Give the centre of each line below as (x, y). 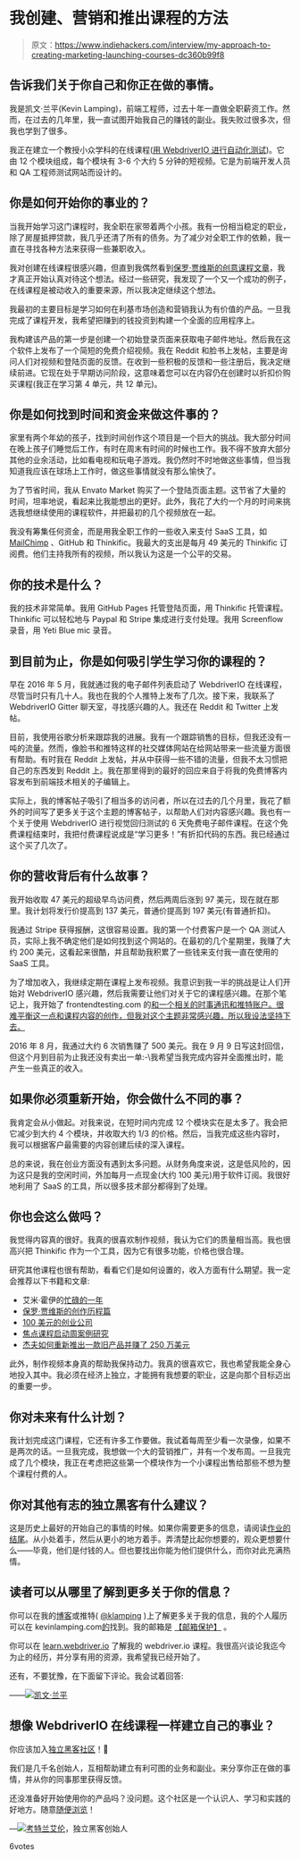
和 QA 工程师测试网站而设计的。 (68, 172)
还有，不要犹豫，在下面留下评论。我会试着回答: (97, 1676)
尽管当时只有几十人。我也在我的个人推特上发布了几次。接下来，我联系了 (142, 695)
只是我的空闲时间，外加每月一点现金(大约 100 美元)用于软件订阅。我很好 (158, 1174)
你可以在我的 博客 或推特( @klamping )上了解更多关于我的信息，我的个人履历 (148, 1615)
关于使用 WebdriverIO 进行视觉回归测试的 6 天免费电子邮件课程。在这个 (149, 823)
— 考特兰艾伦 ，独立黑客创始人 (68, 1828)
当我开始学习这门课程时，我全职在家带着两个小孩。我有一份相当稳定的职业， (150, 226)
